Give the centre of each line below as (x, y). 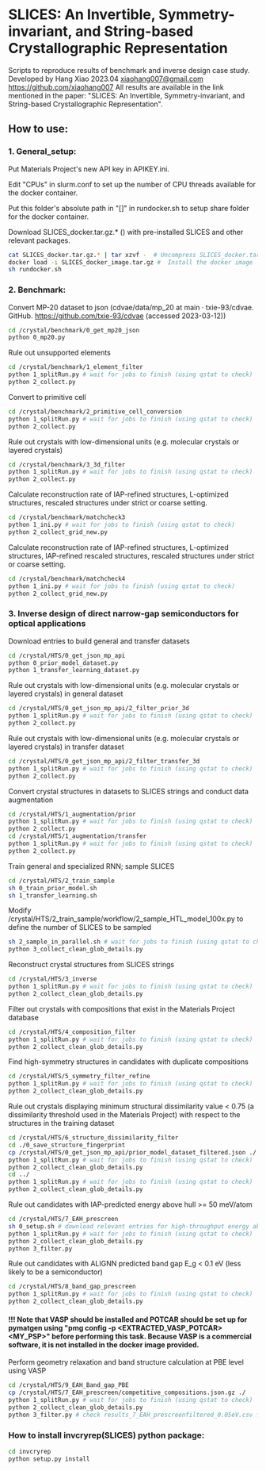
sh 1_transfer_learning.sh (53, 895)
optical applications (47, 624)
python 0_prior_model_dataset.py (63, 663)
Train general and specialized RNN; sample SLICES (91, 866)
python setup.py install (49, 1459)
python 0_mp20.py (37, 338)
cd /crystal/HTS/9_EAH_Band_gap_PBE (68, 1385)
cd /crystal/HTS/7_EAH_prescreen (63, 1219)
